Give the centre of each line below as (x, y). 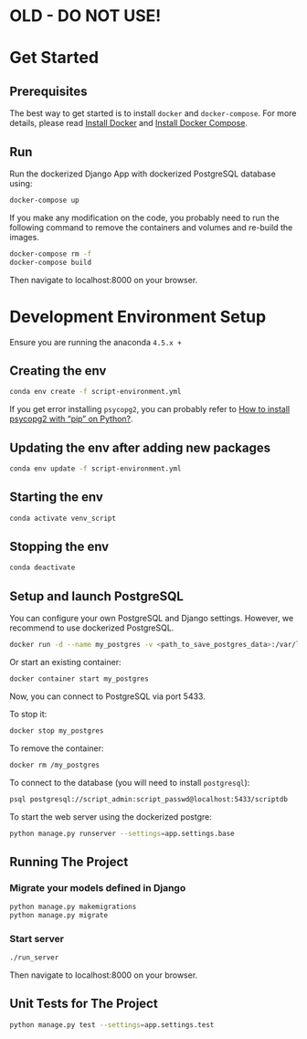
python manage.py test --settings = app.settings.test (112, 1024)
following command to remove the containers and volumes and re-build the (151, 227)
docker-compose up (44, 200)
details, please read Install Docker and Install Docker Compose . (129, 123)
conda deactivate (42, 567)
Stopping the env (59, 547)
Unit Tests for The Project (84, 1004)
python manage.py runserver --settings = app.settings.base (122, 833)
